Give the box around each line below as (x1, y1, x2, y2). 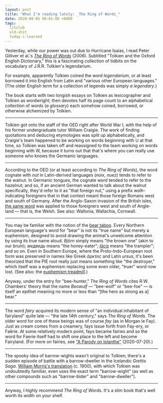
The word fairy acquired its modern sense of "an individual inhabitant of (5, 308, 149, 313)
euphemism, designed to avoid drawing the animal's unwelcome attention (5, 232, 152, 238)
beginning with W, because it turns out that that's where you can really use (5, 147, 155, 153)
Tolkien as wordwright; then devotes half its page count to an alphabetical (5, 97, 153, 103)
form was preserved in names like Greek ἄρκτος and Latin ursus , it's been (5, 253, 153, 259)
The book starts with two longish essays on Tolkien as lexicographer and (5, 92, 151, 98)
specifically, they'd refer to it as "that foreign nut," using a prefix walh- (5, 187, 146, 193)
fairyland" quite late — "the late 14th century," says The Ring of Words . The (5, 312, 156, 319)
